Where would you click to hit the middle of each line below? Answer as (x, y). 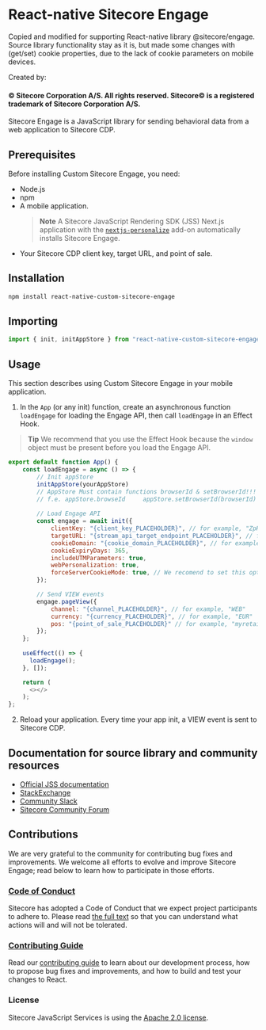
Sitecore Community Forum (64, 809)
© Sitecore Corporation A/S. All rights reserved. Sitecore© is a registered (131, 95)
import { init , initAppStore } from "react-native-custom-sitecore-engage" (136, 340)
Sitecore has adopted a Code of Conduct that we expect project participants (133, 908)
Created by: (27, 77)
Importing (33, 321)
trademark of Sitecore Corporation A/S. (74, 104)
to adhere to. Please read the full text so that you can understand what (123, 917)
